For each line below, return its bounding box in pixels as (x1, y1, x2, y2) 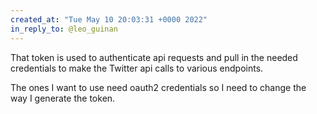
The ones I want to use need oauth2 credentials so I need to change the (10, 81, 307, 93)
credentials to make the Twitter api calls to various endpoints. (10, 62, 264, 74)
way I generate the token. (10, 92, 116, 104)
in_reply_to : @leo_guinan (10, 24, 118, 34)
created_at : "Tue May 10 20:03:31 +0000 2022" (10, 14, 208, 25)
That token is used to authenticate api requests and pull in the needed (10, 51, 298, 63)
